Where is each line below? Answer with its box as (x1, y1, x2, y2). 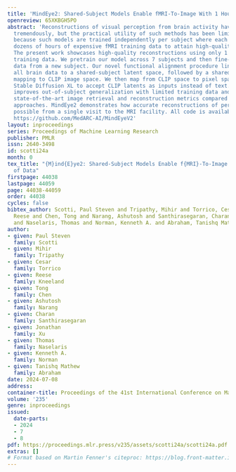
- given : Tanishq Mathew (7, 363, 80, 370)
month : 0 (7, 154, 33, 162)
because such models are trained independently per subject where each (13, 37, 228, 44)
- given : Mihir (7, 245, 52, 253)
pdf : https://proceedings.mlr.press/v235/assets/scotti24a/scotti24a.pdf (7, 441, 228, 448)
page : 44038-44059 (7, 187, 61, 194)
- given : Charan (7, 310, 55, 318)
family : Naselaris (13, 343, 68, 350)
